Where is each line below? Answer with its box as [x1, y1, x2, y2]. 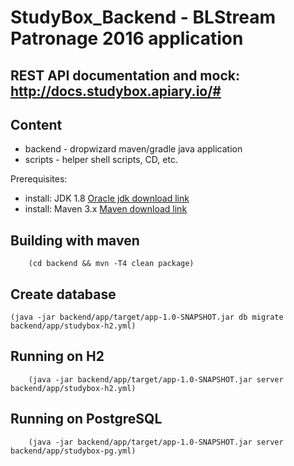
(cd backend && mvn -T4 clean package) [28, 259, 195, 269]
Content [10, 116, 63, 133]
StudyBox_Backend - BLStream [10, 6, 276, 29]
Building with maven [10, 232, 140, 249]
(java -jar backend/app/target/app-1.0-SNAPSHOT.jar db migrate [10, 312, 284, 323]
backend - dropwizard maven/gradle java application [24, 143, 243, 155]
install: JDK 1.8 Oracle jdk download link [24, 192, 190, 205]
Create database [10, 286, 117, 303]
